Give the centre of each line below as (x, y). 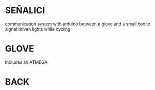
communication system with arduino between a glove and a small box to (78, 24)
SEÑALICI (25, 10)
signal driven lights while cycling (38, 29)
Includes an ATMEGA (26, 62)
